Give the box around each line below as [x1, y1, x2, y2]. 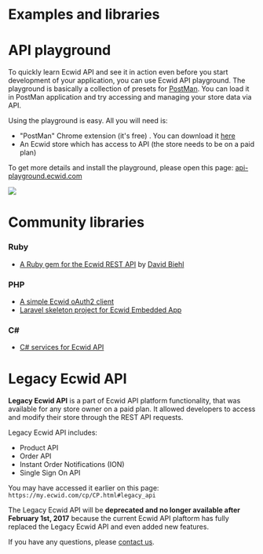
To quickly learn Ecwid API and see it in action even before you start [8, 67, 228, 77]
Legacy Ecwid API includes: [8, 428, 98, 437]
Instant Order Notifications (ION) [19, 460, 125, 469]
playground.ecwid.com [8, 171, 82, 181]
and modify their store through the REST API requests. [8, 413, 184, 422]
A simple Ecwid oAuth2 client [19, 297, 115, 306]
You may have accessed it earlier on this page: [8, 483, 159, 493]
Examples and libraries [8, 5, 160, 24]
